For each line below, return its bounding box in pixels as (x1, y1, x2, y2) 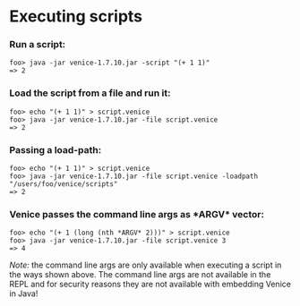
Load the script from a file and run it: (9, 87, 171, 99)
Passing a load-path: (9, 143, 102, 156)
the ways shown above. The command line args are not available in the (9, 269, 271, 280)
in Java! (9, 288, 39, 299)
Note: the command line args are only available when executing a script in (9, 259, 282, 270)
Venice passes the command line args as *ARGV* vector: (9, 208, 264, 220)
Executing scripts (9, 6, 143, 27)
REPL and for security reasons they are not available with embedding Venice (9, 279, 291, 290)
